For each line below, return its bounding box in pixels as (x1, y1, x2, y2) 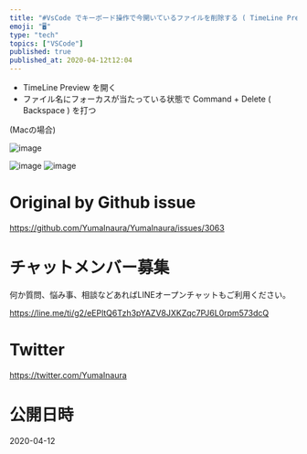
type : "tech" (9, 30, 59, 39)
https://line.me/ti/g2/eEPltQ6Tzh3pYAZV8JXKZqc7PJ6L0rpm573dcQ (9, 307, 270, 318)
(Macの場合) (9, 124, 57, 135)
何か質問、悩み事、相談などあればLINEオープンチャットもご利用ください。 (9, 289, 291, 300)
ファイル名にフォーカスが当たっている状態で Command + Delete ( (22, 93, 271, 104)
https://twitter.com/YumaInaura (9, 369, 128, 380)
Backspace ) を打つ (22, 105, 97, 115)
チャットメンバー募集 (9, 258, 170, 279)
